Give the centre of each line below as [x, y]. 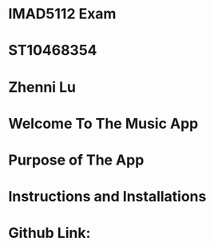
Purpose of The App [76, 160]
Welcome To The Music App [103, 123]
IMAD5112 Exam [62, 14]
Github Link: [50, 233]
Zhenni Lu [42, 87]
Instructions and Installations [107, 197]
